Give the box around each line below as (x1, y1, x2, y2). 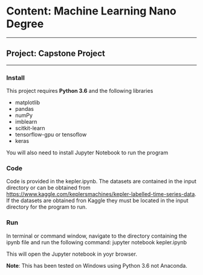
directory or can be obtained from (6, 184, 91, 191)
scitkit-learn (14, 125, 45, 132)
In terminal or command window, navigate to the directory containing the (6, 232, 187, 239)
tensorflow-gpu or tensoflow (14, 131, 87, 138)
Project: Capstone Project (6, 48, 106, 58)
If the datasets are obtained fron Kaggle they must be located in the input (6, 197, 188, 204)
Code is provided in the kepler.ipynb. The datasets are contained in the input (6, 178, 197, 185)
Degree (6, 17, 44, 31)
